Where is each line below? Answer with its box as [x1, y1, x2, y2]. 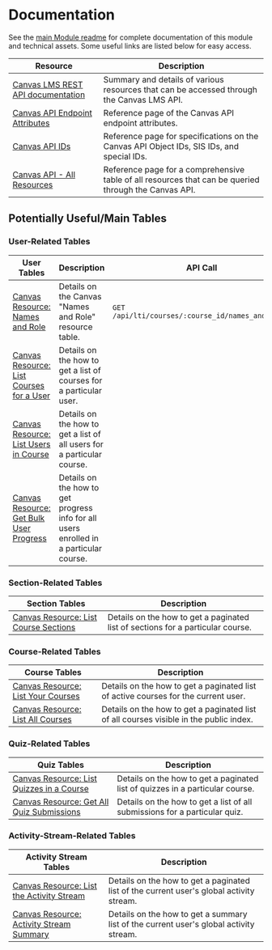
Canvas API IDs [12, 140, 71, 151]
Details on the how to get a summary [108, 908, 249, 919]
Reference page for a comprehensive [103, 163, 245, 175]
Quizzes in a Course [12, 782, 89, 794]
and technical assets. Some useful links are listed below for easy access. [8, 40, 253, 50]
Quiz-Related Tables [8, 738, 91, 749]
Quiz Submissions [12, 806, 81, 817]
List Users [12, 439, 51, 450]
